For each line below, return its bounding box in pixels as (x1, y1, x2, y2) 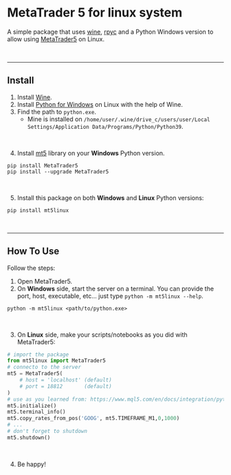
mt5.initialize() (7, 402, 57, 409)
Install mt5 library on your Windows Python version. (16, 149, 165, 157)
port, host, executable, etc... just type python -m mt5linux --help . (16, 291, 204, 300)
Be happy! (16, 460, 46, 468)
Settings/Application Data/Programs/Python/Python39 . (27, 122, 184, 130)
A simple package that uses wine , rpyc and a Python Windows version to (7, 28, 214, 36)
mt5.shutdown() (7, 434, 51, 441)
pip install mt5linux (7, 207, 69, 214)
